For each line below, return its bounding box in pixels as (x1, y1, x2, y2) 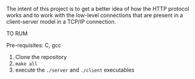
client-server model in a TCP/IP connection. (6, 18, 116, 25)
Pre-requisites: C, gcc (6, 42, 62, 49)
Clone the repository (15, 53, 67, 60)
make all (15, 61, 38, 67)
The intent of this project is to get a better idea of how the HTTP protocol (6, 5, 190, 12)
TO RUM (6, 30, 28, 37)
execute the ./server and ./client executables (15, 66, 135, 74)
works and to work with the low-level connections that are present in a (6, 12, 183, 19)
